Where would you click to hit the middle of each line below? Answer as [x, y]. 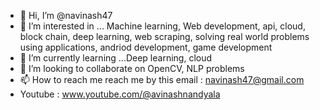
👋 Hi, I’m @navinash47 [66, 15]
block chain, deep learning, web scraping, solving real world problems [164, 36]
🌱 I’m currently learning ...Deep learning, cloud [116, 58]
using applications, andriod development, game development [146, 47]
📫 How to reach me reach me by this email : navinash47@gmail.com [162, 79]
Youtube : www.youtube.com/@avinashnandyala [120, 94]
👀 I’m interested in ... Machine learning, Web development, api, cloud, [162, 26]
